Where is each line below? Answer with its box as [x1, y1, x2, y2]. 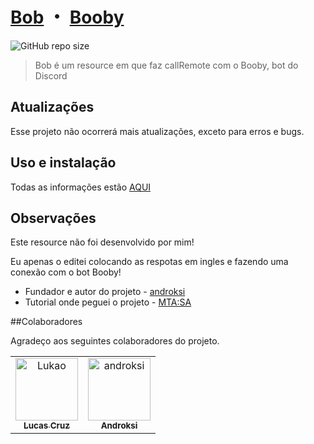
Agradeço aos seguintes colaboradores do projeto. [10, 335, 220, 347]
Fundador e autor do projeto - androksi [24, 286, 186, 298]
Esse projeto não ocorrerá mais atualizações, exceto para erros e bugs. [10, 125, 305, 137]
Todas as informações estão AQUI [10, 181, 152, 193]
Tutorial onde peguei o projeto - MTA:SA [24, 296, 192, 308]
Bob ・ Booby [10, 6, 125, 29]
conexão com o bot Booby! [10, 266, 122, 278]
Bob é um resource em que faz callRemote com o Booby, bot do [34, 59, 299, 71]
